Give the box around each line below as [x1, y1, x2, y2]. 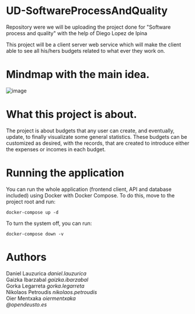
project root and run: [6, 198, 55, 205]
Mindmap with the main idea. [6, 68, 150, 81]
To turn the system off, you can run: [6, 220, 92, 227]
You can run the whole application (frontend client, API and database [6, 186, 172, 193]
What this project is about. [6, 108, 137, 121]
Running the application [6, 166, 124, 179]
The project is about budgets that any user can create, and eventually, [6, 127, 175, 134]
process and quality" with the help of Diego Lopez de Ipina [6, 29, 148, 36]
